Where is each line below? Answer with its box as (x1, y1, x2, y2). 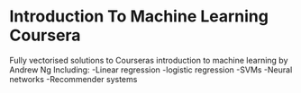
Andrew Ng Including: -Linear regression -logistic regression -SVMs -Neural (9, 64, 293, 75)
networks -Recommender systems (9, 73, 138, 84)
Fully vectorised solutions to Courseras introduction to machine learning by (9, 55, 288, 65)
